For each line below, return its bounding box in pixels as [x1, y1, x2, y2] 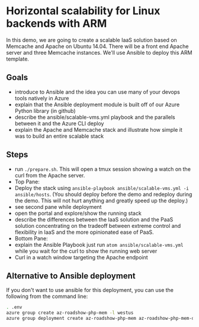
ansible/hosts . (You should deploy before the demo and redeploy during [14, 191, 192, 198]
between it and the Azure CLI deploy [14, 120, 104, 127]
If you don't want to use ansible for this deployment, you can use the [6, 287, 174, 294]
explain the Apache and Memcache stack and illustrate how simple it [14, 126, 182, 133]
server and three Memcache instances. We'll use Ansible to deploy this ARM [6, 49, 192, 56]
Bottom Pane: [14, 234, 49, 242]
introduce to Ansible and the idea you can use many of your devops [14, 88, 181, 96]
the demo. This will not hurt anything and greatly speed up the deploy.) [14, 197, 188, 204]
